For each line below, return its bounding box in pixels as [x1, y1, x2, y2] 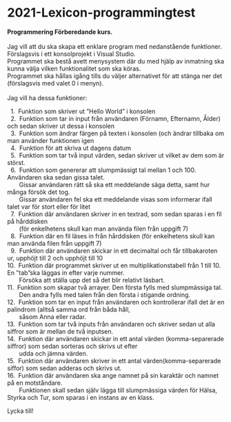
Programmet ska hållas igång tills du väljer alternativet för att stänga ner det [7, 71, 223, 80]
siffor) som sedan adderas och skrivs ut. [7, 364, 122, 372]
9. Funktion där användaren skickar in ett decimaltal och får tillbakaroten [10, 247, 218, 255]
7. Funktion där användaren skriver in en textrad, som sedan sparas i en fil [10, 209, 222, 218]
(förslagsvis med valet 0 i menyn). [7, 79, 104, 87]
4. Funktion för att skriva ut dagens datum [10, 144, 131, 152]
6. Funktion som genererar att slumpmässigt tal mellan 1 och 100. [10, 166, 197, 174]
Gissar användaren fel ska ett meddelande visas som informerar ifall [19, 195, 212, 203]
